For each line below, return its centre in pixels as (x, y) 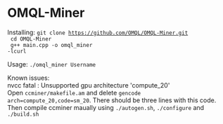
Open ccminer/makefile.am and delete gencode (74, 92)
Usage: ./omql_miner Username (52, 64)
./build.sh (23, 114)
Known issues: (28, 78)
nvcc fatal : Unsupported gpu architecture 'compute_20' (89, 85)
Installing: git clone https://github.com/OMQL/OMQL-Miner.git (98, 32)
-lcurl (17, 51)
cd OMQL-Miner (31, 39)
